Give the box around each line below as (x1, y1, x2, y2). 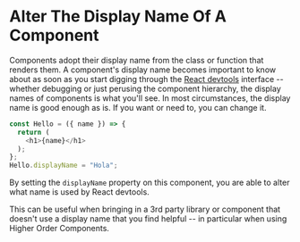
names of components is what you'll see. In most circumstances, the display (9, 92, 291, 104)
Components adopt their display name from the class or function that (9, 54, 264, 65)
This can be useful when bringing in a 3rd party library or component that (9, 204, 280, 215)
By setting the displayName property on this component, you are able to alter (9, 177, 290, 188)
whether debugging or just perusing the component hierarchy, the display (9, 83, 282, 94)
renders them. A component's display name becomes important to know (9, 64, 276, 75)
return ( (17, 128, 50, 137)
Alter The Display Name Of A (9, 6, 227, 27)
